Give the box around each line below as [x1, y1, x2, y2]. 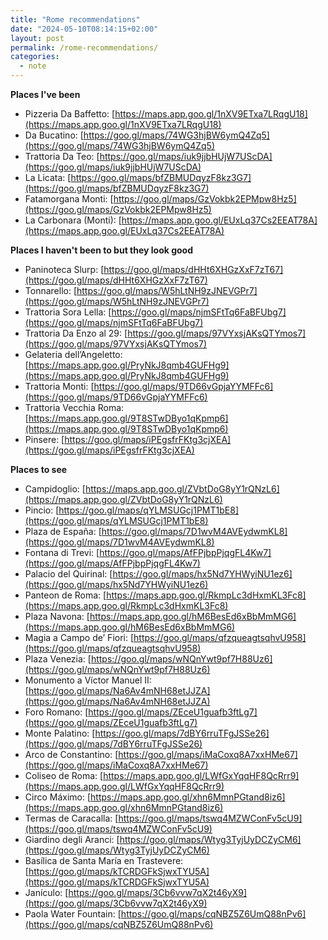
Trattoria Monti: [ [24, 381, 95, 392]
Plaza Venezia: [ [24, 653, 92, 665]
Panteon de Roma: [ [24, 589, 107, 601]
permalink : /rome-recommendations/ [10, 42, 159, 53]
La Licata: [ [24, 172, 72, 183]
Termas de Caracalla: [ [24, 812, 119, 824]
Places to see [10, 464, 68, 475]
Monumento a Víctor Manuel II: [24, 674, 152, 686]
